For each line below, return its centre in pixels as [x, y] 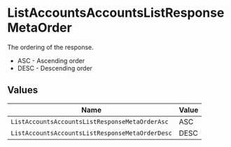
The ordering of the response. [51, 47]
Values [23, 90]
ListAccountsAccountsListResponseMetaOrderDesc [92, 133]
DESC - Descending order [55, 68]
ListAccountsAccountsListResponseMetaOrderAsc [90, 121]
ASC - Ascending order [51, 60]
